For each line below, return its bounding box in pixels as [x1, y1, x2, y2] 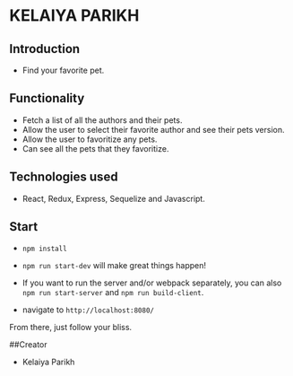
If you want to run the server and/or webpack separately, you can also [22, 277, 282, 288]
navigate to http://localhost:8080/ [22, 304, 155, 315]
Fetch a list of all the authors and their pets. [22, 114, 183, 126]
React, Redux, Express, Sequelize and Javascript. [22, 193, 206, 204]
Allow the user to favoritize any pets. [22, 134, 158, 144]
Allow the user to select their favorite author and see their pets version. [22, 124, 285, 135]
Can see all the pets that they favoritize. [22, 143, 169, 153]
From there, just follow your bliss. [9, 322, 133, 333]
